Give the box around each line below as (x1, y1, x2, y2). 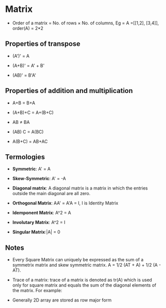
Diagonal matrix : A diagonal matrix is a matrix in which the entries (12, 185, 148, 191)
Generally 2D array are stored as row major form (12, 297, 112, 303)
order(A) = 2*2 (12, 25, 44, 31)
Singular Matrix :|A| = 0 (12, 229, 61, 235)
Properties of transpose (5, 40, 81, 48)
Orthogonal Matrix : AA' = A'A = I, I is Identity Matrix (12, 200, 118, 206)
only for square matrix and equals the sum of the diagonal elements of (12, 282, 157, 288)
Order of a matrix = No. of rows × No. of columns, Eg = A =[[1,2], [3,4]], (12, 20, 159, 26)
